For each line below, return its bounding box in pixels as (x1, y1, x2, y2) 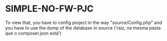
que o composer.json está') (5, 30, 61, 36)
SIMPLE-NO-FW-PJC (5, 3, 94, 14)
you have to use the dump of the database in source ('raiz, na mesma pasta (5, 24, 161, 30)
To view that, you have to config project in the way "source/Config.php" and (5, 19, 162, 25)
